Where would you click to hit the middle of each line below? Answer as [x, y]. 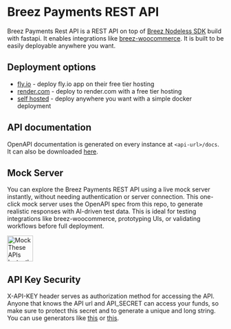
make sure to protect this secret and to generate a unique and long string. [111, 311]
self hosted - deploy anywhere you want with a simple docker [104, 98]
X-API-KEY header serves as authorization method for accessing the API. [111, 296]
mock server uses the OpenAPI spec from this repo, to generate [112, 204]
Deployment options [52, 67]
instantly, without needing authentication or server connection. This [103, 197]
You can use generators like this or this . [63, 318]
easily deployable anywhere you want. [61, 45]
